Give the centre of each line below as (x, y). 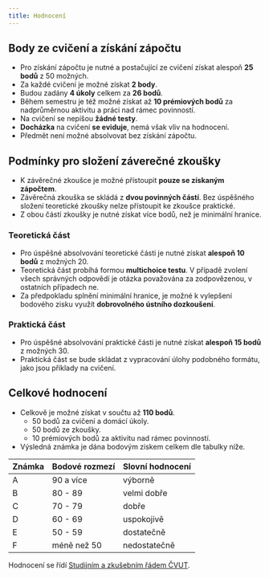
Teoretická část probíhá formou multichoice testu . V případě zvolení (134, 270)
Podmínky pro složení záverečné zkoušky (114, 161)
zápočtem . (38, 189)
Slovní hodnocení (157, 466)
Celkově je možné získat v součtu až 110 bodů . (97, 412)
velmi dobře (145, 493)
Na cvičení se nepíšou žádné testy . (79, 119)
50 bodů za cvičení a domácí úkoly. (90, 421)
